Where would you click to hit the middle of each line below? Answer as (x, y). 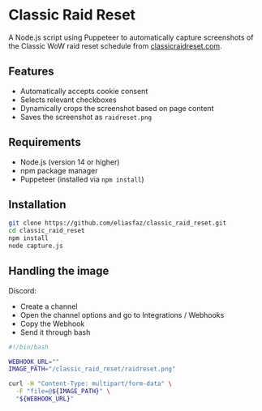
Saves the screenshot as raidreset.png (86, 117)
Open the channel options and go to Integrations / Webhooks (122, 315)
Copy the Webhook (52, 323)
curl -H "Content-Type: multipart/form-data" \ (90, 384)
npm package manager (59, 170)
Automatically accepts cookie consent (84, 91)
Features (31, 72)
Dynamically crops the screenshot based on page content (117, 108)
